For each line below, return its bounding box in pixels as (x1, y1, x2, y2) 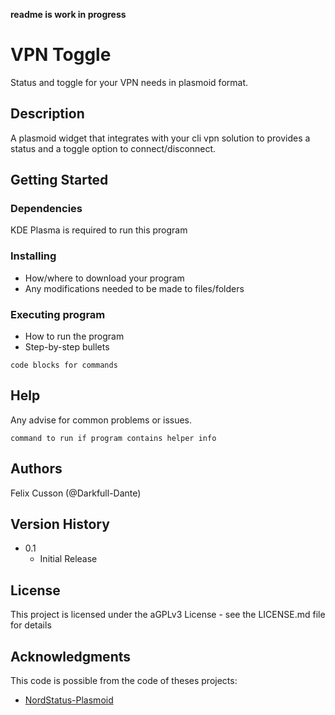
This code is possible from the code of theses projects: (10, 675, 238, 687)
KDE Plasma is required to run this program (10, 224, 188, 236)
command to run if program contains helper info (10, 433, 217, 443)
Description (10, 105, 85, 123)
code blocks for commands (10, 360, 118, 371)
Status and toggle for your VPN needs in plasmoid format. (10, 76, 249, 88)
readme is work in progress (10, 9, 127, 20)
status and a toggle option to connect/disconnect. (10, 142, 217, 154)
